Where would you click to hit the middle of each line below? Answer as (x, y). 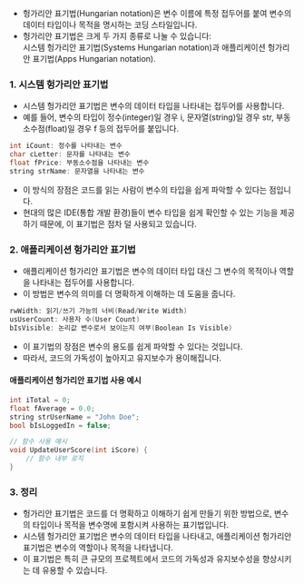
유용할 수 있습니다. (75, 570)
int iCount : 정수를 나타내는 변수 (66, 146)
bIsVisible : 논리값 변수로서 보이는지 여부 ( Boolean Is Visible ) (121, 328)
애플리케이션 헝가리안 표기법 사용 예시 (76, 381)
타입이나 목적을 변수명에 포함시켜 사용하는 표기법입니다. (131, 525)
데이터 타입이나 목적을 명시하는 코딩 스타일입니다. (110, 25)
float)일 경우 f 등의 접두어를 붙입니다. (113, 129)
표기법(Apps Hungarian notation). (94, 59)
